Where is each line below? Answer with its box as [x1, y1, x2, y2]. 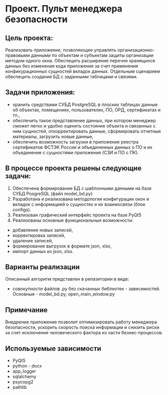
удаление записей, [12, 237, 54, 243]
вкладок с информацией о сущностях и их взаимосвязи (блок [12, 201, 145, 207]
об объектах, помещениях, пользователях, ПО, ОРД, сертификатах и [12, 106, 161, 113]
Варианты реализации [5, 263, 80, 272]
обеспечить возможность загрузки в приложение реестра [12, 139, 139, 145]
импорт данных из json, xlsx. [12, 248, 74, 254]
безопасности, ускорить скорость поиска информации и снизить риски [5, 324, 159, 330]
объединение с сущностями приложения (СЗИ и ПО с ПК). [12, 149, 139, 156]
